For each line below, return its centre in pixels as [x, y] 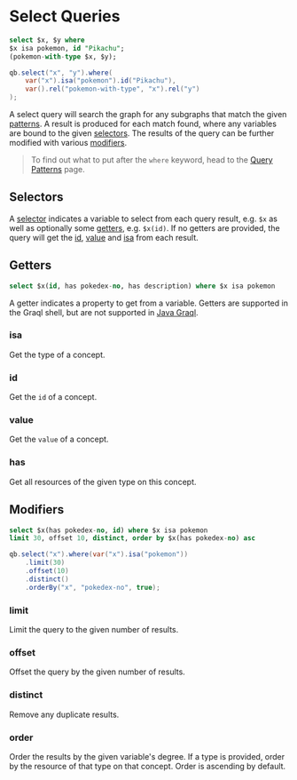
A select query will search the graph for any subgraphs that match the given [148, 115]
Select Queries [65, 16]
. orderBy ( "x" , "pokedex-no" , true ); [93, 587]
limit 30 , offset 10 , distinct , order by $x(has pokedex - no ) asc [132, 538]
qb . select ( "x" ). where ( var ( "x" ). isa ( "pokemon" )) [99, 554]
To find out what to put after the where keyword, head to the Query [152, 160]
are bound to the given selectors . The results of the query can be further [142, 133]
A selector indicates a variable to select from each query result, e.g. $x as [143, 219]
